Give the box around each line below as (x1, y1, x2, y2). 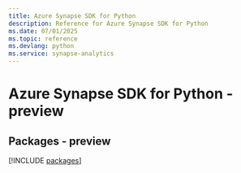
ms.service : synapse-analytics (8, 50, 114, 58)
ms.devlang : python (8, 42, 75, 50)
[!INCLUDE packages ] (8, 156, 82, 165)
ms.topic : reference (8, 34, 79, 43)
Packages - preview (8, 134, 111, 148)
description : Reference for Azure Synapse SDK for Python (8, 19, 209, 28)
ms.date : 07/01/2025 (8, 27, 79, 35)
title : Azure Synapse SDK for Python (8, 11, 136, 20)
